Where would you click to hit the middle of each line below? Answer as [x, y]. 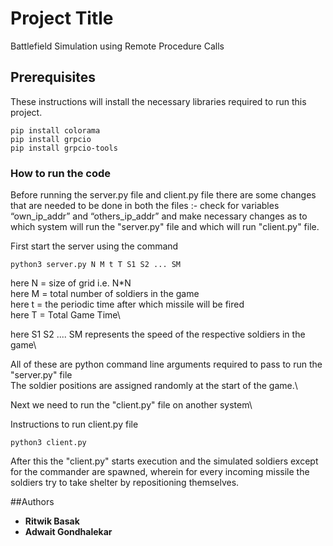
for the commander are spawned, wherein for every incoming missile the [160, 472]
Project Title [62, 18]
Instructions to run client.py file [74, 424]
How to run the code [61, 173]
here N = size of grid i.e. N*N [71, 283]
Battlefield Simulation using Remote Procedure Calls [117, 46]
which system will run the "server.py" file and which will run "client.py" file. [165, 227]
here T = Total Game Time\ [65, 315]
